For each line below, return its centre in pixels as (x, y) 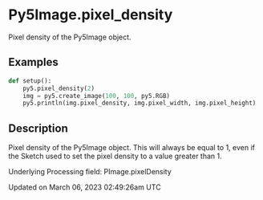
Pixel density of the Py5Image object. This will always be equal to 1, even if (131, 148)
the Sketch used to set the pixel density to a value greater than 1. (115, 156)
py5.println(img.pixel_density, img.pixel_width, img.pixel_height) (140, 103)
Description (38, 128)
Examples (33, 62)
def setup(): (30, 81)
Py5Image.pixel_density (91, 15)
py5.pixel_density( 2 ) (59, 88)
